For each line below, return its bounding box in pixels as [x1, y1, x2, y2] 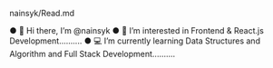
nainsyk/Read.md [9, 8, 75, 18]
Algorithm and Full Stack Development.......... [9, 49, 176, 59]
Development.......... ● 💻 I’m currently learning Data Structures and [9, 35, 261, 46]
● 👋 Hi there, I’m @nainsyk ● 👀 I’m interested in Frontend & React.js [9, 25, 265, 35]
